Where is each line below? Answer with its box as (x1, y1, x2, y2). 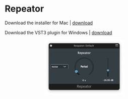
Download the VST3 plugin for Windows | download (5, 29, 112, 35)
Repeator (5, 3, 44, 15)
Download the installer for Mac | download (5, 20, 93, 26)
